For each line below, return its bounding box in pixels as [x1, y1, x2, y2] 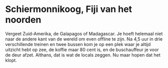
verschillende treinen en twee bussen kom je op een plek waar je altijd [5, 41, 151, 47]
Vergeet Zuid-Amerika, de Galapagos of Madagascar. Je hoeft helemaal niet [5, 30, 163, 36]
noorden [5, 14, 42, 25]
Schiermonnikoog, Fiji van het [5, 3, 132, 15]
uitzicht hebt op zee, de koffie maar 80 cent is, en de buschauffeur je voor [5, 46, 159, 52]
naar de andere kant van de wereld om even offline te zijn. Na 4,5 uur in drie [5, 36, 163, 42]
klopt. [5, 57, 17, 63]
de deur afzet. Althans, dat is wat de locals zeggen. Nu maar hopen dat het [5, 51, 161, 58]
